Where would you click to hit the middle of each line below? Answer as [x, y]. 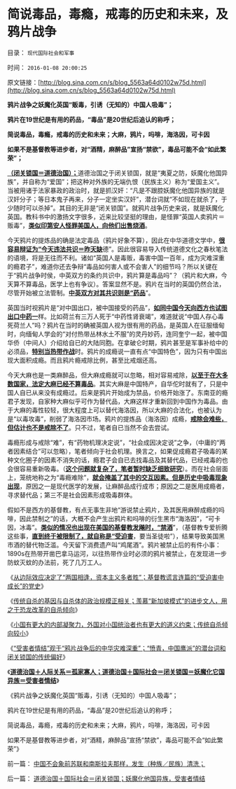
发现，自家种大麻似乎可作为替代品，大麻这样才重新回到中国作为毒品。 [120, 401]
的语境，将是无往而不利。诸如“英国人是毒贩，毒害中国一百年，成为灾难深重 [116, 258]
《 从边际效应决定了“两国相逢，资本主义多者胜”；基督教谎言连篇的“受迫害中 [116, 577]
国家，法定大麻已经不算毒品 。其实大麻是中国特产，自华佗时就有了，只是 [117, 384]
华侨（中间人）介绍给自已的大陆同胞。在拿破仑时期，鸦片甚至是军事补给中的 [118, 342]
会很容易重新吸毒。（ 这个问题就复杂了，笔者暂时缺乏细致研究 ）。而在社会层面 [118, 468]
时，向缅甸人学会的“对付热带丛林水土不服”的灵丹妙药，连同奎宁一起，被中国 [117, 334]
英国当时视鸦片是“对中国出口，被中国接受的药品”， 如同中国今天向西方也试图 [117, 307]
